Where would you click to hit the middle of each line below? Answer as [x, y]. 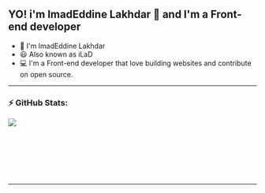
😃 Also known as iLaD [56, 54]
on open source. [46, 74]
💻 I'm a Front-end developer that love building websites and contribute [135, 63]
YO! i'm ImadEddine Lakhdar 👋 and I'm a [108, 15]
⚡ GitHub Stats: [38, 102]
